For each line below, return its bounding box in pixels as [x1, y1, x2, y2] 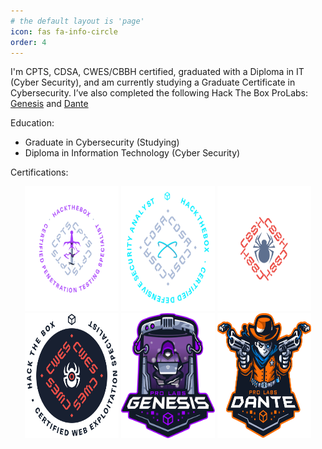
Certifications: [10, 166, 69, 179]
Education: [10, 117, 55, 129]
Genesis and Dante [10, 98, 89, 110]
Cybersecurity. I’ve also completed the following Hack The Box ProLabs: [10, 87, 308, 99]
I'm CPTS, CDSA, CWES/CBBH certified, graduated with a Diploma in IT [10, 66, 305, 78]
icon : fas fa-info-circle [10, 26, 118, 37]
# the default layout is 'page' [10, 16, 145, 26]
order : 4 [10, 37, 47, 47]
